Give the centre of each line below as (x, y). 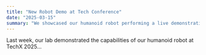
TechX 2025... (24, 47)
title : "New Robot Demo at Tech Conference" (64, 12)
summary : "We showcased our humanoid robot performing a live (87, 23)
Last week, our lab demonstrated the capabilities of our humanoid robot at (100, 40)
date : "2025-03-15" (31, 18)
